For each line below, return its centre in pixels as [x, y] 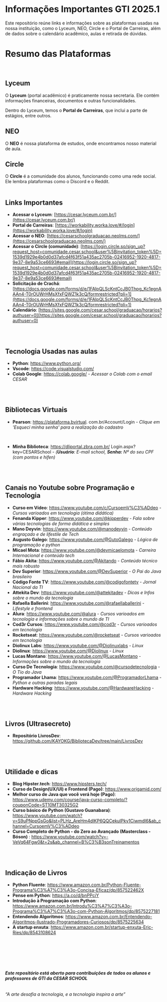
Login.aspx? [123, 446]
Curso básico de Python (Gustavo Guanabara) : [62, 810]
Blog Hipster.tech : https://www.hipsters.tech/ [60, 784]
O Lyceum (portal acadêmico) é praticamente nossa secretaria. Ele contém [82, 95]
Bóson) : [21, 837]
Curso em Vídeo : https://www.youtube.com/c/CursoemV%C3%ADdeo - [87, 507]
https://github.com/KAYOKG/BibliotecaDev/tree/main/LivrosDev [78, 741]
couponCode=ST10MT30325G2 [45, 805]
